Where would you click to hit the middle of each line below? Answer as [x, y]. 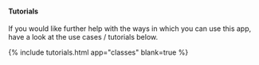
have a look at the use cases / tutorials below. [83, 37]
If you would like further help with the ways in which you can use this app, [130, 29]
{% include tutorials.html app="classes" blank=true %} [98, 52]
